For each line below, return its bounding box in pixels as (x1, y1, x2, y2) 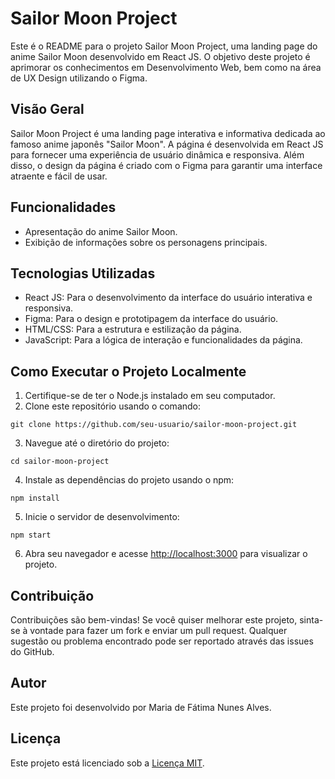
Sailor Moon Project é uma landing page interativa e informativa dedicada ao (10, 127, 326, 139)
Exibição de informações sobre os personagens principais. (24, 236, 268, 248)
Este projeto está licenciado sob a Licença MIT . (10, 757, 205, 769)
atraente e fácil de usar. (10, 170, 108, 182)
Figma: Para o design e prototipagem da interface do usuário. (24, 313, 279, 325)
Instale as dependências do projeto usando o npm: (24, 474, 235, 486)
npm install (10, 493, 60, 504)
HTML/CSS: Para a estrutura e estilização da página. (24, 323, 242, 336)
